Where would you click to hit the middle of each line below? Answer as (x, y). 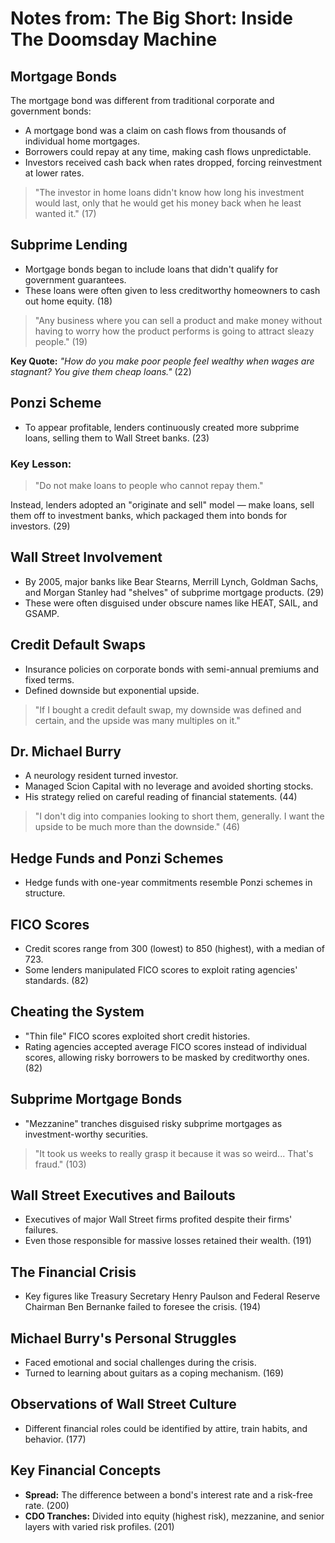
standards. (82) (56, 980)
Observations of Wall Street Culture (123, 1404)
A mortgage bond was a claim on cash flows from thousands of (155, 130)
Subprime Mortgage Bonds (96, 1099)
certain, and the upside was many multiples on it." (137, 720)
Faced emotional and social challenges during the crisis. (140, 1363)
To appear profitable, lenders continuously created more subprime (162, 427)
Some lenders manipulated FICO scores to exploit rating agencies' (161, 969)
